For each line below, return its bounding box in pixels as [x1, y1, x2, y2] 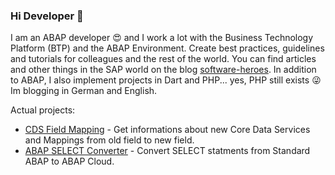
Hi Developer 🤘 [10, 9, 84, 23]
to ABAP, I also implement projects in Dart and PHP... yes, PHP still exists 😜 [10, 74, 322, 86]
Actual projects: [10, 104, 76, 116]
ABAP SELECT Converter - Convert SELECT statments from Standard [24, 145, 311, 157]
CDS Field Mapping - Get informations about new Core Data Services [24, 124, 311, 136]
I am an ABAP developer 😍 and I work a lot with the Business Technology [10, 32, 314, 44]
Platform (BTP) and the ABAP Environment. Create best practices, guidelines [10, 42, 325, 54]
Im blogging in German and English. [10, 85, 158, 97]
